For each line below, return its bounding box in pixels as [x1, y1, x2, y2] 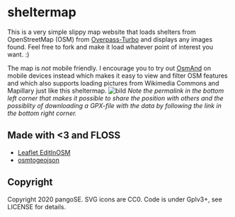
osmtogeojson [17, 156, 60, 164]
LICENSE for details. [7, 202, 67, 211]
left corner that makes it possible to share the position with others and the [7, 93, 224, 102]
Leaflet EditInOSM [17, 148, 71, 156]
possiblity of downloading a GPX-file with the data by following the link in [7, 101, 222, 110]
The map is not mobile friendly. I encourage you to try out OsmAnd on [7, 64, 211, 72]
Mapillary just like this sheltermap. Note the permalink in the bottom [7, 86, 224, 95]
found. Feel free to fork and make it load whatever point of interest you [7, 42, 214, 51]
